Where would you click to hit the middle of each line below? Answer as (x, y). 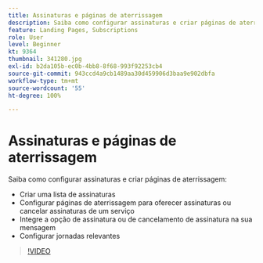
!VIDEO (39, 251)
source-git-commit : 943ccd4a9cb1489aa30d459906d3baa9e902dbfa (112, 74)
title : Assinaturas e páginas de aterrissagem (85, 15)
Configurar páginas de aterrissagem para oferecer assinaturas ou (125, 203)
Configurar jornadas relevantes (70, 236)
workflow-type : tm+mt (43, 81)
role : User (26, 37)
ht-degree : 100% (34, 95)
